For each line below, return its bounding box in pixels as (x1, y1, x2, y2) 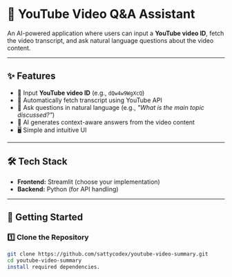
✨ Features (7, 70, 56, 82)
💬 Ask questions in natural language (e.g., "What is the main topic (17, 103, 205, 111)
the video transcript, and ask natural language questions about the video (7, 36, 214, 44)
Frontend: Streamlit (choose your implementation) (17, 178, 160, 186)
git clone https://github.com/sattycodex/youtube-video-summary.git (7, 251, 209, 258)
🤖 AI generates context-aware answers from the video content (17, 117, 195, 126)
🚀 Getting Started (7, 211, 84, 223)
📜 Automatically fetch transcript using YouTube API (17, 96, 162, 104)
